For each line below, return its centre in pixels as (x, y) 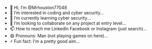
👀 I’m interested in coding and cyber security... (57, 13)
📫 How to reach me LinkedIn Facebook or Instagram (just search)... (78, 29)
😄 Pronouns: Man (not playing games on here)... (59, 36)
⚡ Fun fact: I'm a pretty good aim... (45, 41)
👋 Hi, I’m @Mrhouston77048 (38, 8)
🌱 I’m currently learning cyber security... (50, 18)
